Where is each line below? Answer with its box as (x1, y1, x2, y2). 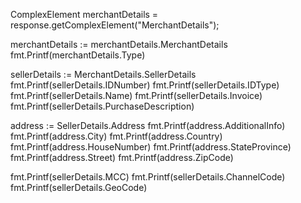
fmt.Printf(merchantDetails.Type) (10, 49, 146, 61)
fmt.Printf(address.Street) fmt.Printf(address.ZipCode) (10, 152, 234, 163)
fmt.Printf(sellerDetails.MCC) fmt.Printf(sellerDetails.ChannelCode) (10, 171, 286, 183)
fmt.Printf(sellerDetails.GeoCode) (10, 182, 148, 193)
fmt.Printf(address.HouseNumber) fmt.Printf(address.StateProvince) (10, 141, 292, 153)
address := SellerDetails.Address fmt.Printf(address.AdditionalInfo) (10, 120, 286, 131)
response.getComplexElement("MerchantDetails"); (10, 19, 220, 31)
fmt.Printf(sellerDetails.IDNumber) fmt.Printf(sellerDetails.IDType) (10, 79, 280, 91)
